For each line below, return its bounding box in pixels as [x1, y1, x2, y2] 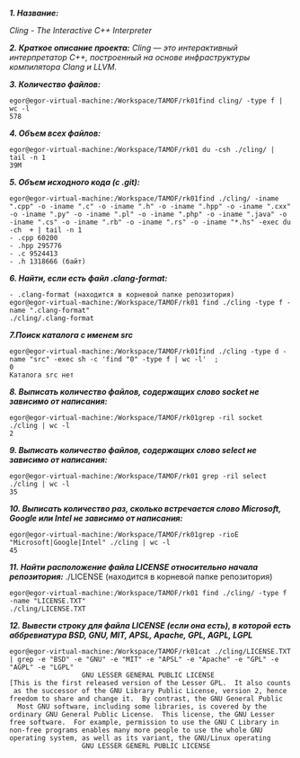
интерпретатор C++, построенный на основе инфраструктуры [9, 52, 251, 62]
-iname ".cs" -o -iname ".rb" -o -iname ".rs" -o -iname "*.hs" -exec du [9, 218, 292, 227]
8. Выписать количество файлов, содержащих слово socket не [9, 387, 260, 397]
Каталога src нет [9, 370, 75, 379]
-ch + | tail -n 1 [9, 226, 83, 235]
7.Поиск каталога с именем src [9, 330, 133, 340]
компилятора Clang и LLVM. [9, 62, 118, 72]
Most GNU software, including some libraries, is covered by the [17, 702, 268, 711]
